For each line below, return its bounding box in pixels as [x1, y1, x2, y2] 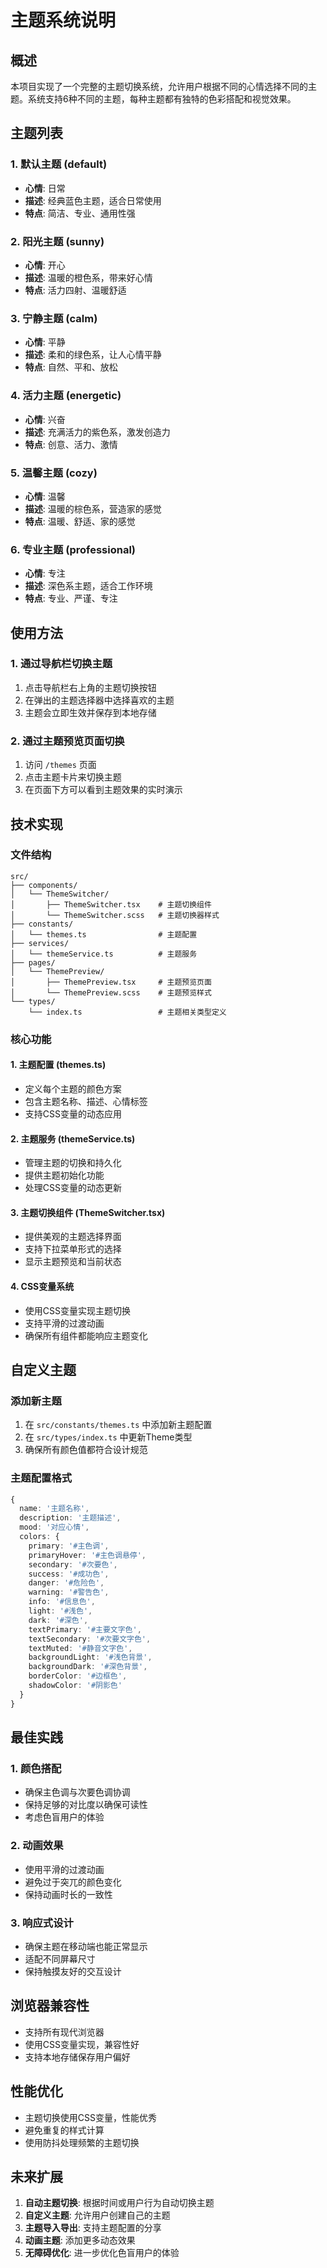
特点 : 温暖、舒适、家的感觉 [24, 515, 136, 527]
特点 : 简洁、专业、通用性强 [24, 207, 136, 219]
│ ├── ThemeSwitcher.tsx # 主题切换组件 [10, 899, 212, 910]
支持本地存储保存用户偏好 [24, 2051, 131, 2063]
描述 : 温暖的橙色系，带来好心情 [24, 271, 153, 283]
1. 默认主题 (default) [10, 157, 108, 171]
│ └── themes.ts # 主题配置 [10, 929, 198, 940]
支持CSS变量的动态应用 [24, 1107, 122, 1120]
